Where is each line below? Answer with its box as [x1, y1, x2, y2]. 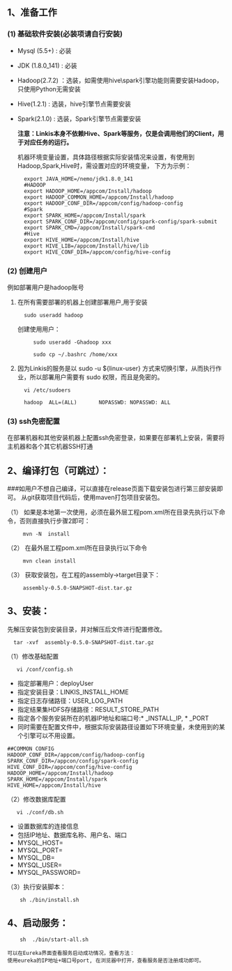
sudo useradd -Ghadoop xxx [33, 339, 111, 346]
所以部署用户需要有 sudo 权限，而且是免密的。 [29, 372, 164, 381]
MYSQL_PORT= [17, 846, 63, 854]
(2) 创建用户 [7, 266, 47, 275]
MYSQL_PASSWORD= [17, 868, 82, 876]
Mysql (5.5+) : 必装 [17, 46, 72, 54]
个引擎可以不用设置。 [17, 731, 79, 740]
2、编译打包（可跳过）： [7, 464, 109, 476]
